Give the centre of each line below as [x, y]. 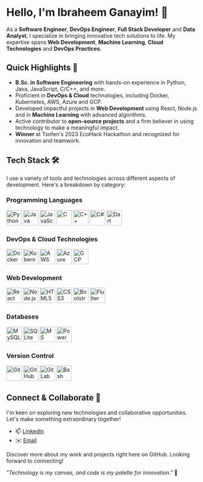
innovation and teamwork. [48, 140]
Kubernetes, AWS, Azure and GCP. [58, 102]
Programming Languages [45, 200]
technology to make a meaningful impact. [67, 128]
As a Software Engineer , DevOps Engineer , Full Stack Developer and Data [101, 29]
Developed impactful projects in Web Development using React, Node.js [106, 108]
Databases [22, 317]
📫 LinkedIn [29, 431]
